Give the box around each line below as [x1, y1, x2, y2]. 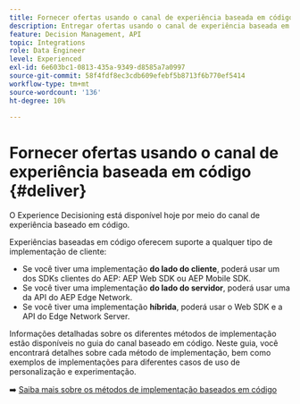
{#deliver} [9, 181, 87, 201]
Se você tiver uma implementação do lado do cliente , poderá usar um [21, 264, 279, 274]
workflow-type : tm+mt [9, 80, 90, 88]
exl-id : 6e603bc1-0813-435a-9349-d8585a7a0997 [9, 63, 186, 72]
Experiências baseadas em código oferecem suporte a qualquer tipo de [9, 237, 273, 248]
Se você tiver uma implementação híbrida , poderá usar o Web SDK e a [21, 301, 283, 313]
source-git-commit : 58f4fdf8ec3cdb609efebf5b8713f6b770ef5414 [9, 72, 246, 80]
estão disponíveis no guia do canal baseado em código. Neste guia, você [9, 338, 279, 349]
